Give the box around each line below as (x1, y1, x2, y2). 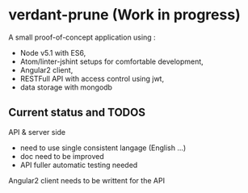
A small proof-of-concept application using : (8, 32, 156, 42)
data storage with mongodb (19, 82, 113, 92)
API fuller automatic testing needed (19, 160, 138, 170)
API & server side (8, 127, 66, 136)
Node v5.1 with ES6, (19, 48, 86, 57)
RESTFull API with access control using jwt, (19, 73, 164, 83)
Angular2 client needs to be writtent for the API (8, 175, 166, 185)
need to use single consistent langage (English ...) (19, 143, 187, 153)
